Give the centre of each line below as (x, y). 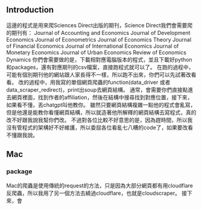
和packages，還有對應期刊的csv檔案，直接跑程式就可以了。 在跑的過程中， (100, 67)
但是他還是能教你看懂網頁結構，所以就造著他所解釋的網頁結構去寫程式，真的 (101, 112)
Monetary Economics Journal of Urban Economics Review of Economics (96, 52)
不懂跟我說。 (22, 135)
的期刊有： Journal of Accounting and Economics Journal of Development (99, 33)
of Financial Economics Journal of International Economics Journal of (93, 46)
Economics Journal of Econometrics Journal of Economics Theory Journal (99, 39)
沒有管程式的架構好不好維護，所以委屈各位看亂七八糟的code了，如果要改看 (100, 127)
